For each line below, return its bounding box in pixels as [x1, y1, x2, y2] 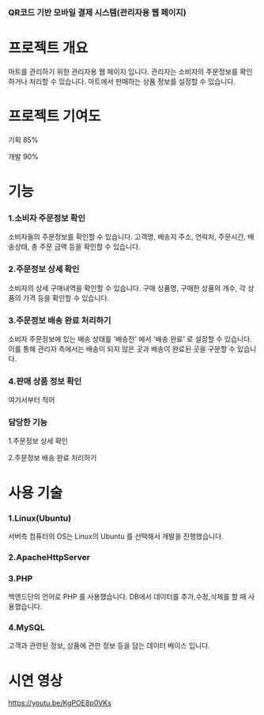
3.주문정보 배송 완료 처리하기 [8, 315, 111, 326]
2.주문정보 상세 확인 [8, 263, 80, 274]
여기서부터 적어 [8, 395, 55, 405]
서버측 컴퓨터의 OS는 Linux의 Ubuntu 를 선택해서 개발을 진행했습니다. [8, 532, 224, 541]
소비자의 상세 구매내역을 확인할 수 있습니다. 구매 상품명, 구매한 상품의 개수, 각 [8, 283, 247, 293]
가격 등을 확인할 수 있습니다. [22, 293, 110, 302]
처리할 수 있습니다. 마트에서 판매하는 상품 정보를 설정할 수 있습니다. [28, 77, 236, 86]
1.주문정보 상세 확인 [8, 437, 69, 446]
